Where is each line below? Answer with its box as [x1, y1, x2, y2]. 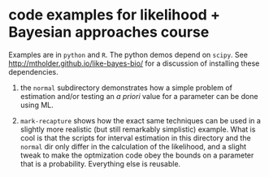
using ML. [20, 100, 54, 110]
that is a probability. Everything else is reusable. [20, 158, 181, 168]
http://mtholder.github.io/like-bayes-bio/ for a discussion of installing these [8, 58, 260, 68]
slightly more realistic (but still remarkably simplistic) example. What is [20, 124, 256, 134]
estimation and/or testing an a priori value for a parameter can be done [20, 91, 258, 101]
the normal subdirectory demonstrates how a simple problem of [20, 83, 233, 93]
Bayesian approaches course [8, 23, 210, 41]
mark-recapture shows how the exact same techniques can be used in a [20, 115, 262, 125]
